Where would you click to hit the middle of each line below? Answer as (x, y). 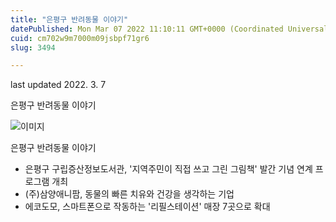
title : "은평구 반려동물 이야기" (69, 19)
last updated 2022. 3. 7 (58, 85)
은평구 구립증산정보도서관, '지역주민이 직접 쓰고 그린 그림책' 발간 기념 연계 (168, 169)
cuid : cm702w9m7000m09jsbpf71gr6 (80, 38)
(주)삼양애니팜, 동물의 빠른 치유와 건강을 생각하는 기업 (129, 194)
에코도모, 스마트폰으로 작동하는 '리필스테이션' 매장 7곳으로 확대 (147, 207)
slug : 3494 (33, 47)
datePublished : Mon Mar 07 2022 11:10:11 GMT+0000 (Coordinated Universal (169, 29)
